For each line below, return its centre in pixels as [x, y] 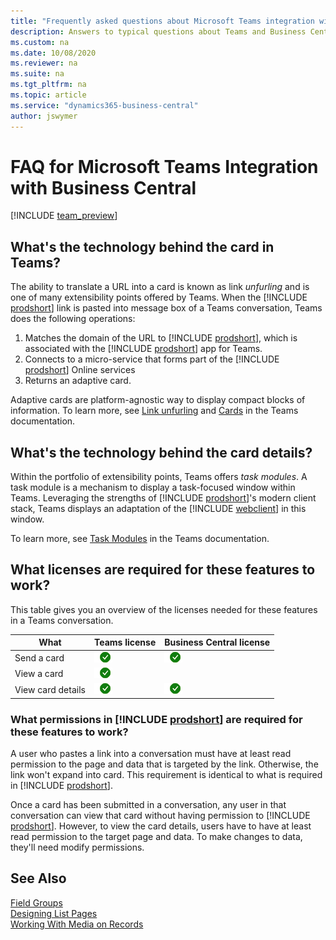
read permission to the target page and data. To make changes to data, [156, 836]
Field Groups [36, 902]
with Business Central [103, 187]
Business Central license [217, 642]
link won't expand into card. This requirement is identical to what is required [166, 774]
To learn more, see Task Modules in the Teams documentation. [140, 539]
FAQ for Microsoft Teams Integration [164, 166]
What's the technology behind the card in [142, 246]
